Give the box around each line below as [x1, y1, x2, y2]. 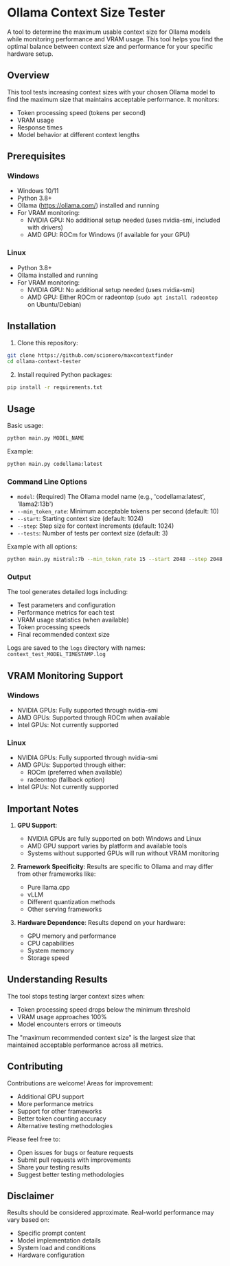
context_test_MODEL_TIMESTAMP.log [7, 651, 106, 658]
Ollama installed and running [16, 271, 98, 279]
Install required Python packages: [16, 371, 113, 379]
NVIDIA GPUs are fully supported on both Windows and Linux [27, 835, 202, 842]
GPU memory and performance [27, 932, 117, 940]
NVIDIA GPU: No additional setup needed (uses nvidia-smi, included [27, 216, 221, 225]
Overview [7, 70, 50, 81]
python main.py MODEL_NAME [7, 434, 84, 442]
